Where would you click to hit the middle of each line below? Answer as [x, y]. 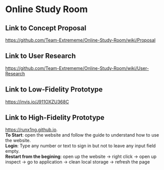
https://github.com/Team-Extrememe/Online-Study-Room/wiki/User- [77, 68]
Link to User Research [40, 56]
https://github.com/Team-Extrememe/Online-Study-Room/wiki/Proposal [80, 40]
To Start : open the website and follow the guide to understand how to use [82, 135]
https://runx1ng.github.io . [32, 130]
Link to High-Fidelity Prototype [55, 118]
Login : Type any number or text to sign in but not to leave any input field [80, 146]
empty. [13, 151]
